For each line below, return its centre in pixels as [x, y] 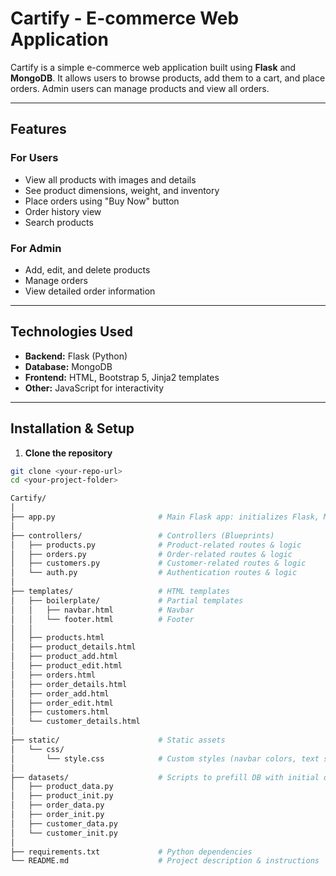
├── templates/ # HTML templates [120, 592]
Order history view [63, 211]
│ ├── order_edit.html [62, 703]
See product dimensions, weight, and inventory [122, 190]
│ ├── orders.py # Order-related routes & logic [151, 554]
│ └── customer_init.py [64, 833]
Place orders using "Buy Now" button [102, 201]
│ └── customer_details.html [75, 722]
